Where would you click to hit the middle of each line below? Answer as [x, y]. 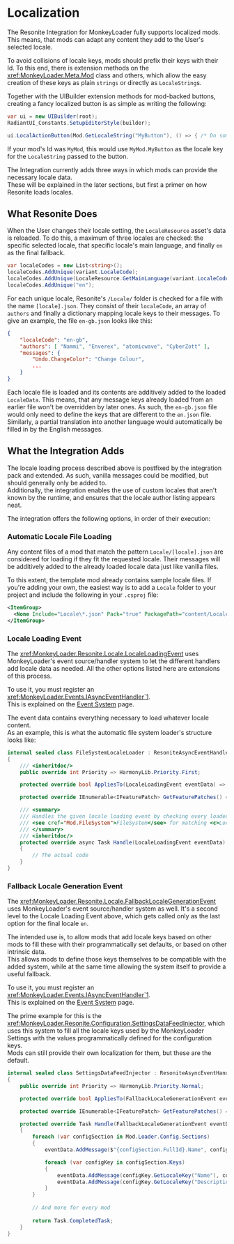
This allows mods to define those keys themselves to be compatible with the [117, 959]
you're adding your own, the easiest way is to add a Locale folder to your [111, 587]
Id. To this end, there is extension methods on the [78, 68]
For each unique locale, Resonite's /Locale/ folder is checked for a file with [115, 298]
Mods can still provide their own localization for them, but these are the [109, 1053]
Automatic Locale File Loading [60, 536]
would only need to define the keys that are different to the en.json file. [109, 414]
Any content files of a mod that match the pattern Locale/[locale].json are [116, 552]
